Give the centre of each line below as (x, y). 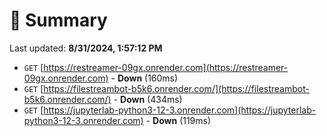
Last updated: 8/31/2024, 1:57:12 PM (86, 48)
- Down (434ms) (148, 99)
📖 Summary (58, 20)
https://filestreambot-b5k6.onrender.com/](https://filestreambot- (176, 88)
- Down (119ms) (178, 120)
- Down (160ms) (144, 78)
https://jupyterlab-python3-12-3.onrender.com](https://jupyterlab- (180, 110)
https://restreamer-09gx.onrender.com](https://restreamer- (166, 67)
